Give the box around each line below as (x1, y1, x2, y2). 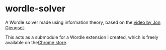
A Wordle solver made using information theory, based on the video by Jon (5, 19, 161, 25)
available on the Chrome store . (5, 39, 68, 45)
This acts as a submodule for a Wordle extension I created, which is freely (5, 34, 158, 40)
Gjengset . (5, 24, 26, 30)
